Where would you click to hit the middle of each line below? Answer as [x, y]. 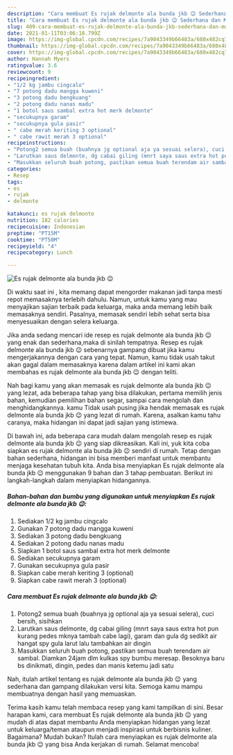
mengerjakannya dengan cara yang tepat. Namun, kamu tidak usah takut [111, 357]
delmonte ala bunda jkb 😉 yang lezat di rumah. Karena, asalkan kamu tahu [114, 415]
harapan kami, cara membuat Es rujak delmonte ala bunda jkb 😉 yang [107, 715]
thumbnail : [23, 46]
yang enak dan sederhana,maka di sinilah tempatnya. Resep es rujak [105, 342]
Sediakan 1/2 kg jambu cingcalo [62, 521]
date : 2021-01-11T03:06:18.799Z [54, 33]
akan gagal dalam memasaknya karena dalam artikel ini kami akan [101, 365]
